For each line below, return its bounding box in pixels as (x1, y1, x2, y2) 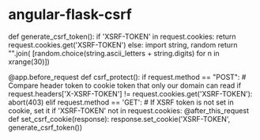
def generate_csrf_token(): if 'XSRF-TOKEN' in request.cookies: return (8, 32, 236, 41)
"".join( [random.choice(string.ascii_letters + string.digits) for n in (8, 48, 220, 58)
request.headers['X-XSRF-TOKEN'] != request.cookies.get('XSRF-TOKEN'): (8, 89, 253, 98)
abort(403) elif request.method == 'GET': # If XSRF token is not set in (8, 97, 235, 107)
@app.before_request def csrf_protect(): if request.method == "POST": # (8, 72, 247, 81)
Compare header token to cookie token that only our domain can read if (8, 81, 242, 90)
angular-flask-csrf (8, 6, 132, 24)
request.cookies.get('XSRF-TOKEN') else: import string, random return (8, 40, 238, 49)
